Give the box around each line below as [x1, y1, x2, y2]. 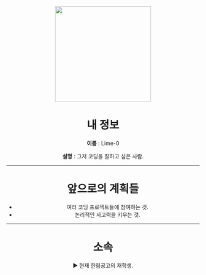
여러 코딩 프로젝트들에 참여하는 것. [66, 203, 149, 210]
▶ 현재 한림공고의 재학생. [72, 262, 134, 269]
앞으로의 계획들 [67, 182, 139, 196]
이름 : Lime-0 [86, 139, 120, 147]
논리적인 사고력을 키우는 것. [74, 211, 141, 218]
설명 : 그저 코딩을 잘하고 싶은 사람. [62, 152, 144, 159]
